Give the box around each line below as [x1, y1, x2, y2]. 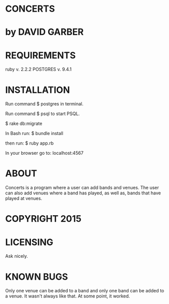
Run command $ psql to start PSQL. [5, 111, 80, 117]
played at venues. [5, 195, 43, 201]
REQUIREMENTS [5, 49, 76, 61]
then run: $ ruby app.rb [5, 140, 54, 146]
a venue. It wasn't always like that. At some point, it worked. [5, 293, 130, 299]
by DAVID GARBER [5, 26, 84, 38]
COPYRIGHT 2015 [5, 213, 82, 225]
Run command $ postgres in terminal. [5, 101, 83, 107]
